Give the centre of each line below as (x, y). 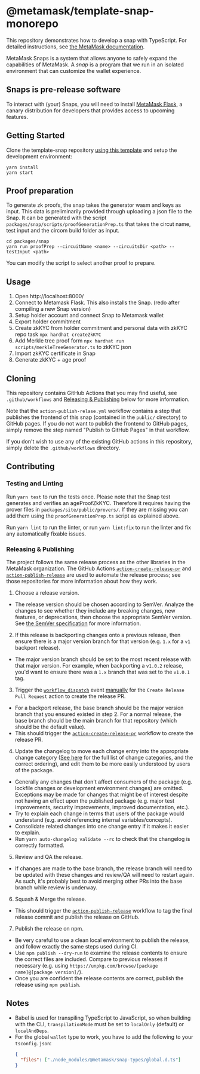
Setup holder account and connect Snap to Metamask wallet (89, 316)
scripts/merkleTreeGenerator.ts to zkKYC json (73, 347)
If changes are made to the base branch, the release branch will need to (103, 868)
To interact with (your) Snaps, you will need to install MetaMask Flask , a (94, 104)
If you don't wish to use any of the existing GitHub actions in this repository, (99, 441)
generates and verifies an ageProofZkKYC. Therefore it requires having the (99, 503)
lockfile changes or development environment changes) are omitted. (99, 788)
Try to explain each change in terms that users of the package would (99, 813)
